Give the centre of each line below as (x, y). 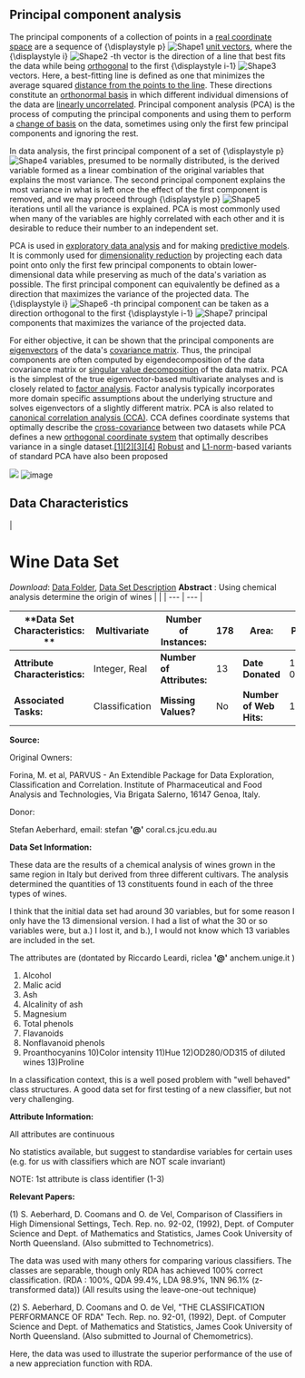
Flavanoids (43, 1033)
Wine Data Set (64, 561)
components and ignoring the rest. (74, 133)
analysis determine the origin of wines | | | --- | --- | (106, 596)
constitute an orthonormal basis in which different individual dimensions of (149, 94)
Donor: (22, 812)
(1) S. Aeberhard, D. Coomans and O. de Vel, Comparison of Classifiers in (146, 1214)
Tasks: (29, 712)
